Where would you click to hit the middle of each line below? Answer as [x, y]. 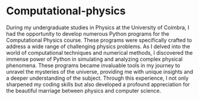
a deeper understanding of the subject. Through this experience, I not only [97, 78]
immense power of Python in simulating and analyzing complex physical [94, 59]
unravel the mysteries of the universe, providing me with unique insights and [100, 71]
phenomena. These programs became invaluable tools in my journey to [93, 65]
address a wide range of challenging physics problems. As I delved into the [98, 46]
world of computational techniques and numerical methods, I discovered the [99, 52]
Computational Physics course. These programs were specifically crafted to [99, 40]
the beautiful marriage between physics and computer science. [84, 90]
